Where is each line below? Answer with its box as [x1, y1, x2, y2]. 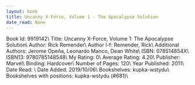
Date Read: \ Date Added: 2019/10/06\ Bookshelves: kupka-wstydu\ [6, 66, 170, 73]
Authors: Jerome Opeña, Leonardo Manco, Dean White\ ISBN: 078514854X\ [6, 48, 189, 55]
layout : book [6, 8, 38, 15]
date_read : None [6, 19, 46, 25]
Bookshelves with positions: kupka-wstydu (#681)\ [6, 72, 129, 79]
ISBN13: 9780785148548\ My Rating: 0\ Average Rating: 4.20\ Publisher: [6, 54, 180, 61]
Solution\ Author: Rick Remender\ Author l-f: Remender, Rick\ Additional [6, 41, 180, 48]
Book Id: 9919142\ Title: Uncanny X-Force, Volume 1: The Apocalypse [6, 36, 174, 42]
